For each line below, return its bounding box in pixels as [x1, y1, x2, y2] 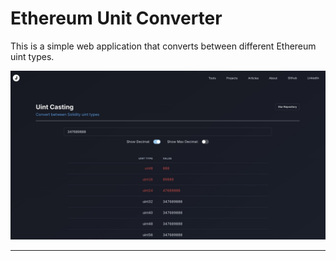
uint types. [10, 50, 55, 62]
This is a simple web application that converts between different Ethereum [10, 40, 317, 52]
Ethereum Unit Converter [10, 7, 223, 30]
